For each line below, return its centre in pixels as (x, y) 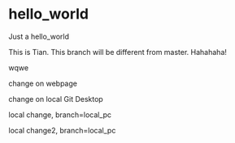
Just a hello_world (39, 36)
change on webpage (43, 83)
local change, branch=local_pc (60, 115)
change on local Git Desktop (56, 99)
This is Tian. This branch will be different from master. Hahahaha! (118, 52)
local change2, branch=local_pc (62, 130)
